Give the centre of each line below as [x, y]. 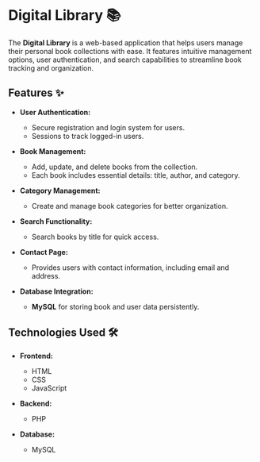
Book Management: [53, 151]
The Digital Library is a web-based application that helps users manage [126, 42]
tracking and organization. [51, 67]
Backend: [36, 403]
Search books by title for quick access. [95, 237]
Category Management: [60, 191]
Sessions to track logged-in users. [88, 136]
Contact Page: [44, 252]
